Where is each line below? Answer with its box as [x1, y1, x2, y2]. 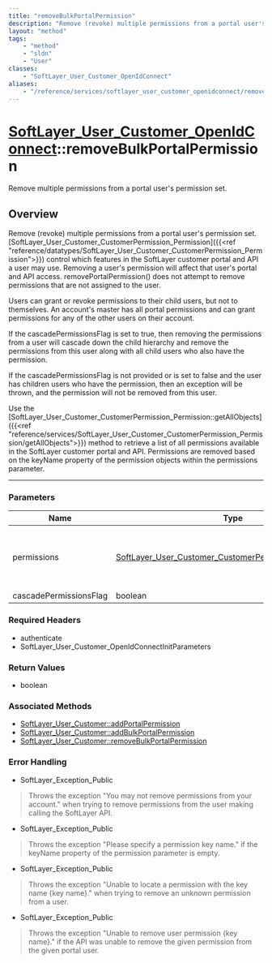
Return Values [8, 662, 66, 673]
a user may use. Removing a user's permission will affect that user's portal [8, 263, 257, 273]
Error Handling [8, 756, 67, 767]
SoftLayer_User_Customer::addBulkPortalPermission [19, 728, 195, 737]
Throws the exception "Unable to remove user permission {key [28, 928, 238, 938]
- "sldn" [23, 49, 53, 58]
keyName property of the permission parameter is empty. [28, 848, 220, 858]
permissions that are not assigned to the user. [8, 281, 162, 290]
